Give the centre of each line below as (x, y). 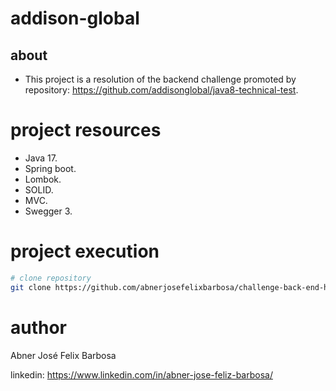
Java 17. (41, 158)
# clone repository (51, 278)
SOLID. (39, 189)
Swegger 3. (48, 211)
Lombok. (43, 179)
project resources (86, 130)
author (39, 327)
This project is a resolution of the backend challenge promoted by (160, 79)
